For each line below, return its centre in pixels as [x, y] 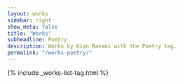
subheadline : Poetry [38, 40]
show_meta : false [33, 27]
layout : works [28, 14]
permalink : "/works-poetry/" [50, 53]
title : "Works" [29, 33]
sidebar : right [29, 20]
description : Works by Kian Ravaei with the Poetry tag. [92, 46]
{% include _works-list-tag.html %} [58, 72]
